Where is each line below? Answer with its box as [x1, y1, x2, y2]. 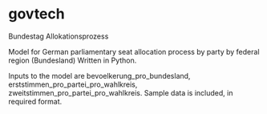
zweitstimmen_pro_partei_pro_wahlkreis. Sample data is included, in [8, 88, 233, 97]
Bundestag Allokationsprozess [8, 31, 109, 41]
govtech [8, 5, 66, 23]
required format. [8, 96, 63, 106]
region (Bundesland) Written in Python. [8, 55, 137, 65]
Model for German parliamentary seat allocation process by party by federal [8, 47, 260, 56]
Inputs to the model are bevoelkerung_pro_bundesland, [8, 71, 191, 80]
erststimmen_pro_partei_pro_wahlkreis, [8, 79, 138, 89]
